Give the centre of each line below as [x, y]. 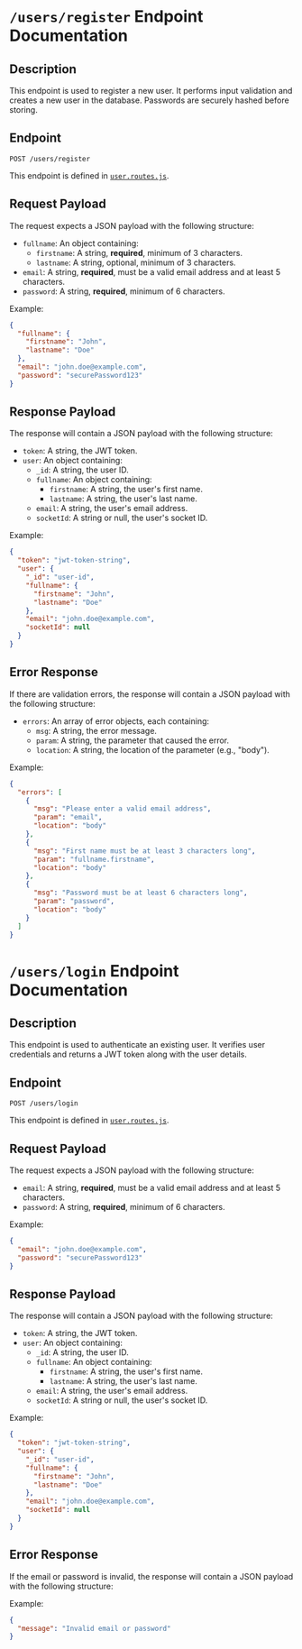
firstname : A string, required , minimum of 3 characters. [139, 252]
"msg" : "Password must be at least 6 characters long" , [140, 893]
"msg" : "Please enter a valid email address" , [122, 809]
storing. [23, 110]
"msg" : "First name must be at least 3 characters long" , [144, 851]
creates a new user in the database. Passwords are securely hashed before [150, 100]
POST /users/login [44, 1104]
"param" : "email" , [68, 818]
